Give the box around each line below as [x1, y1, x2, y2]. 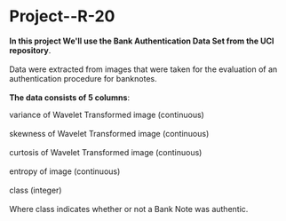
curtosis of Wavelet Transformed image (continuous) [9, 146, 203, 157]
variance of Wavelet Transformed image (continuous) [9, 109, 204, 120]
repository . [9, 44, 52, 55]
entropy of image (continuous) [9, 166, 121, 177]
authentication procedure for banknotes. [9, 73, 157, 83]
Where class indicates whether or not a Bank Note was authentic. [9, 203, 249, 214]
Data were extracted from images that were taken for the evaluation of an [9, 64, 278, 75]
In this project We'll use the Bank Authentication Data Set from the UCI [9, 36, 274, 46]
